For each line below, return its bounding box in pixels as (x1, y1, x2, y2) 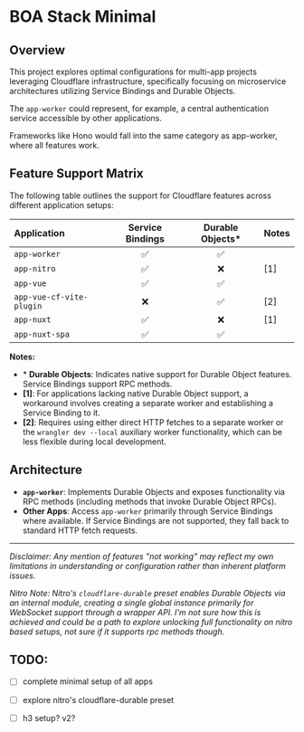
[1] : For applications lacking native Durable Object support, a (22, 387, 249, 399)
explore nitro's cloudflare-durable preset (22, 694, 175, 705)
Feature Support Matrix (9, 166, 144, 182)
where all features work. (9, 140, 100, 150)
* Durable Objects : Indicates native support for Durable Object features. (22, 368, 292, 379)
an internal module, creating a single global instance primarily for (9, 597, 254, 608)
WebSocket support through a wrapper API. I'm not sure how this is (9, 606, 261, 617)
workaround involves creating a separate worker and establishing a (22, 397, 274, 408)
